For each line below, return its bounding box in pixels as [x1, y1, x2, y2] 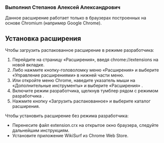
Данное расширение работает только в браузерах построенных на [5, 15, 146, 21]
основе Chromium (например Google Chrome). [5, 20, 102, 26]
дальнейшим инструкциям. [12, 127, 70, 133]
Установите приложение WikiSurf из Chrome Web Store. [12, 133, 129, 139]
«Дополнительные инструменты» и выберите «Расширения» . [12, 82, 143, 89]
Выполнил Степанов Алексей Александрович [5, 4, 121, 11]
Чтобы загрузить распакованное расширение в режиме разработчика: [5, 47, 154, 53]
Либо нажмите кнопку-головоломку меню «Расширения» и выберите [12, 67, 159, 73]
